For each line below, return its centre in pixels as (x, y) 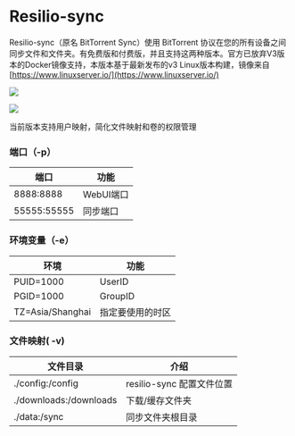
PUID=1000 (39, 281)
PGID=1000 (39, 296)
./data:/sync (39, 416)
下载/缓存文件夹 (159, 400)
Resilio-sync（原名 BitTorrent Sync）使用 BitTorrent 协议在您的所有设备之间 (148, 42)
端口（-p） (33, 152)
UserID (114, 281)
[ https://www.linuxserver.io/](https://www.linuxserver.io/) (115, 74)
